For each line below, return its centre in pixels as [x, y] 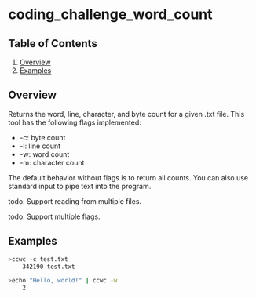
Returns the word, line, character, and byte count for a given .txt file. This [126, 114]
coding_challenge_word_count [111, 15]
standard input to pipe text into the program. [80, 186]
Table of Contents [53, 44]
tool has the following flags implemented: [75, 122]
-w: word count [44, 154]
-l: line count [40, 146]
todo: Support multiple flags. [54, 216]
